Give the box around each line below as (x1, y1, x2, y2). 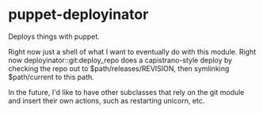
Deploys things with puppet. (8, 32, 101, 41)
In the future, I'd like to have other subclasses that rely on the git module (8, 87, 245, 96)
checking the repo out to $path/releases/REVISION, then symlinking (8, 63, 230, 73)
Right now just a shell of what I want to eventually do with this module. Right (8, 47, 257, 56)
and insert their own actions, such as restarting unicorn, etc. (8, 96, 205, 105)
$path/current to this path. (8, 72, 95, 81)
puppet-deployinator (8, 6, 149, 24)
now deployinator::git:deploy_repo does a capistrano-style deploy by (8, 55, 233, 65)
